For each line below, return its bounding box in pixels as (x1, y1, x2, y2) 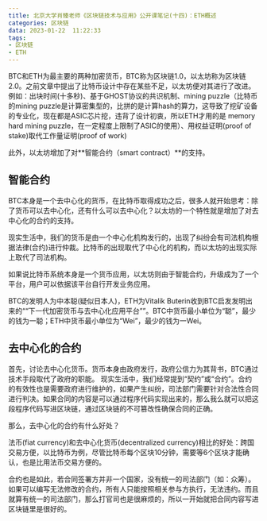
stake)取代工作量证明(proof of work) (8, 131, 127, 140)
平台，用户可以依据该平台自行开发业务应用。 (8, 279, 155, 288)
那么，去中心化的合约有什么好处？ (8, 420, 120, 430)
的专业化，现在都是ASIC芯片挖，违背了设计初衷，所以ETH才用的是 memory (8, 111, 256, 120)
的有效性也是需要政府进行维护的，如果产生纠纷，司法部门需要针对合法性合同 (8, 384, 259, 393)
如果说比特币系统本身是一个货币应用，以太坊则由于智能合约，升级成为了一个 (8, 269, 259, 279)
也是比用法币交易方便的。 (21, 457, 106, 467)
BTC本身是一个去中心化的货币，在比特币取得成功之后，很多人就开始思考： (8, 195, 252, 205)
